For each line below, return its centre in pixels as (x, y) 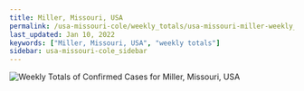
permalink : (30, 26)
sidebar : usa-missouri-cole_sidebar (78, 51)
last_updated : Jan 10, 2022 (62, 34)
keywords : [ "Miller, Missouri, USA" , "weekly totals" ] (115, 43)
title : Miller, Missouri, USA (66, 18)
